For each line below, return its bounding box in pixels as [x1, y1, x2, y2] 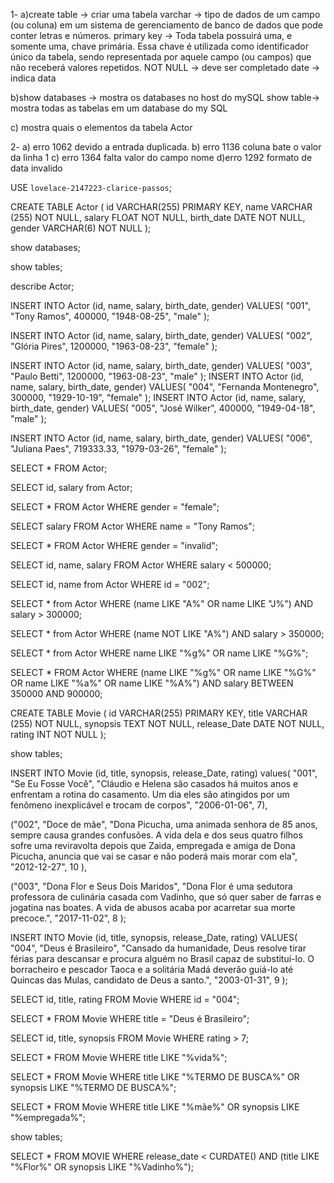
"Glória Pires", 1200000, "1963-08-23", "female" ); [10, 340, 218, 352]
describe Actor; [10, 280, 75, 292]
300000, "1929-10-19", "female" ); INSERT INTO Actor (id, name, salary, [10, 392, 307, 403]
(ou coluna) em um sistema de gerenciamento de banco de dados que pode [10, 19, 323, 31]
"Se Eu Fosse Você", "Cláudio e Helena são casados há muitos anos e [10, 778, 299, 789]
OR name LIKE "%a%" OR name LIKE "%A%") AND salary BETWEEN [10, 677, 294, 689]
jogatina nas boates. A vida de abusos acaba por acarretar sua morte [10, 902, 296, 913]
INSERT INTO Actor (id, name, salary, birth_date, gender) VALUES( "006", [10, 432, 313, 444]
